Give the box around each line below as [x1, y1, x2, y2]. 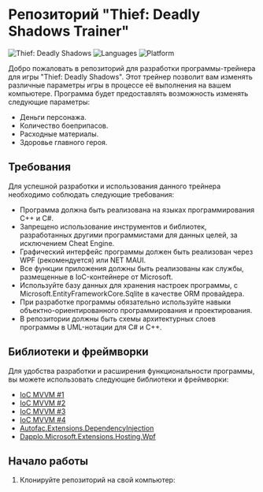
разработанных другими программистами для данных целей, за [19, 230, 238, 240]
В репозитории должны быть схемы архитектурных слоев [19, 314, 217, 323]
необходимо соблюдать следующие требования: [8, 189, 175, 199]
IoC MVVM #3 [19, 406, 66, 416]
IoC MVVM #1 [19, 389, 65, 399]
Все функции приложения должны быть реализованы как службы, [19, 263, 244, 273]
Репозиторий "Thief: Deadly [8, 6, 201, 24]
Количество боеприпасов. [19, 121, 109, 130]
